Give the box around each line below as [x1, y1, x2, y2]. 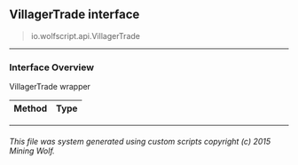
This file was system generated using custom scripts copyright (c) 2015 [9, 136, 271, 146]
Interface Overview [9, 61, 95, 74]
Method [13, 102, 48, 114]
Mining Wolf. [9, 145, 55, 156]
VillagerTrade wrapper [9, 82, 91, 92]
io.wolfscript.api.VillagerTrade [30, 30, 140, 41]
